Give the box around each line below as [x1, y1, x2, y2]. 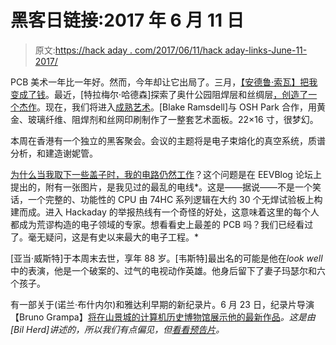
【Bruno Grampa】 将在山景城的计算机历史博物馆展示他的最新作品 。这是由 [10, 311, 316, 323]
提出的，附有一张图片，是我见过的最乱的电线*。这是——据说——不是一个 [10, 181, 313, 193]
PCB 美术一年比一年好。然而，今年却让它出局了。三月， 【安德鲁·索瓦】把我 [10, 76, 318, 88]
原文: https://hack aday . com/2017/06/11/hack [34, 44, 223, 56]
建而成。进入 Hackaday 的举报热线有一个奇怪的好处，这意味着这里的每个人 [10, 206, 320, 218]
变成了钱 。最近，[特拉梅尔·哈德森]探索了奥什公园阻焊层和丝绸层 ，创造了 [10, 88, 309, 100]
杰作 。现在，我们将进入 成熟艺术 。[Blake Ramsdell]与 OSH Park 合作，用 [18, 101, 317, 113]
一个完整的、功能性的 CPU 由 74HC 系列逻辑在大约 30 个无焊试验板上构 [27, 193, 323, 205]
